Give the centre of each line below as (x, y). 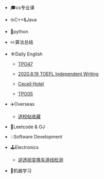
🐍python (19, 32)
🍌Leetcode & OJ (28, 127)
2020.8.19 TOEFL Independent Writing (58, 74)
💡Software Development (36, 137)
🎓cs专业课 (22, 7)
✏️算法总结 (22, 42)
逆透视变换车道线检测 (40, 160)
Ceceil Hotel (31, 84)
